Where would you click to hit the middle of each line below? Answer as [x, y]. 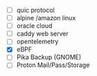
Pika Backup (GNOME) [49, 57]
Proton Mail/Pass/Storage [53, 65]
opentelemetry [37, 42]
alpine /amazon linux [46, 18]
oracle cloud [34, 26]
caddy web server [42, 33]
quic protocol [35, 10]
